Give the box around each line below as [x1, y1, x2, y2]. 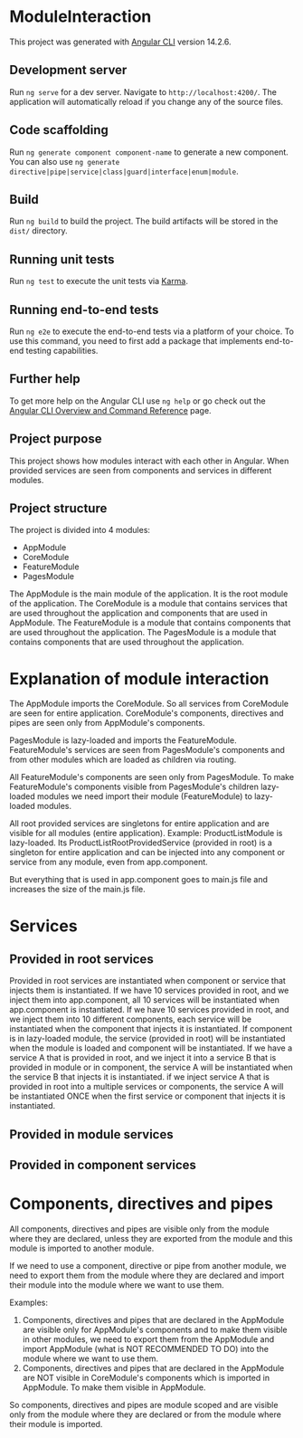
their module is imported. [9, 1419, 103, 1430]
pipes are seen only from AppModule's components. [9, 718, 205, 729]
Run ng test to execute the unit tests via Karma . [9, 276, 188, 287]
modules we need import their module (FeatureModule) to [37, 791, 253, 802]
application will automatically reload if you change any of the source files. [9, 96, 283, 107]
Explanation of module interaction [9, 668, 270, 689]
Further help [9, 371, 81, 386]
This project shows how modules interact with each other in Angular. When [9, 455, 289, 466]
